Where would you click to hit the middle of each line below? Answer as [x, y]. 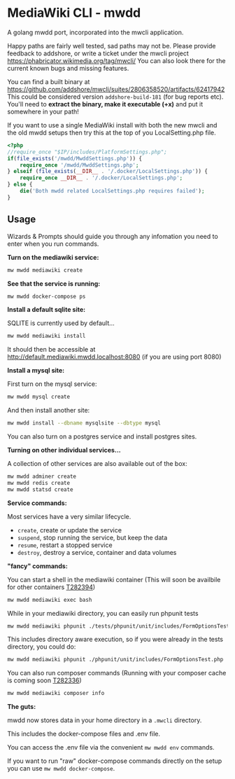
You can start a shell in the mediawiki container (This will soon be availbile [114, 579]
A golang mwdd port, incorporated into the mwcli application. [95, 32]
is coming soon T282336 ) [44, 680]
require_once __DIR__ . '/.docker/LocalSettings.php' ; [101, 178]
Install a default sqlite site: [47, 310]
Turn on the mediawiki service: [53, 257]
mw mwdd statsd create [40, 489]
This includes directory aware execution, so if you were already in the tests [115, 640]
